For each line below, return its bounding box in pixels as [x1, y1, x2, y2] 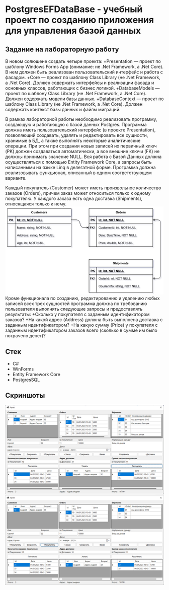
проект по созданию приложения [5, 14, 154, 26]
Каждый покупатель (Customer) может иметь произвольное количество [5, 185, 161, 191]
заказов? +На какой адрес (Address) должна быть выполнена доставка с [5, 317, 163, 323]
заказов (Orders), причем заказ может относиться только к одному [5, 190, 151, 196]
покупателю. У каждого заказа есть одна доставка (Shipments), [5, 195, 143, 201]
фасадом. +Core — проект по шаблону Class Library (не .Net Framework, [5, 75, 161, 80]
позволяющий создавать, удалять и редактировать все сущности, [5, 132, 148, 138]
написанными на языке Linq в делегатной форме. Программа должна [5, 165, 156, 170]
